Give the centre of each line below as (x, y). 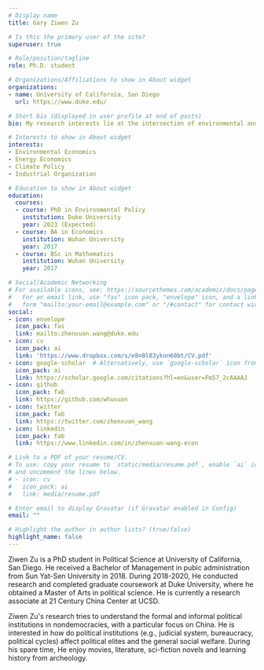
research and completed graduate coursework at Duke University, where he (131, 584)
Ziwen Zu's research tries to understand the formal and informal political (125, 616)
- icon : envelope (37, 319)
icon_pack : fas (40, 327)
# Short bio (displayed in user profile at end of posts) (105, 116)
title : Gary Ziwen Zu (44, 23)
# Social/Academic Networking (58, 283)
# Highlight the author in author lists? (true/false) (100, 530)
